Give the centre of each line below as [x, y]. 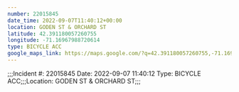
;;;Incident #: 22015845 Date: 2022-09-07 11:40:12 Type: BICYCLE [104, 73]
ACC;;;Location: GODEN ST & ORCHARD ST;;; [74, 81]
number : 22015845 [33, 14]
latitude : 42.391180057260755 [52, 34]
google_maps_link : [34, 54]
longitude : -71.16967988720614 [54, 40]
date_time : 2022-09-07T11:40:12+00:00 [65, 21]
